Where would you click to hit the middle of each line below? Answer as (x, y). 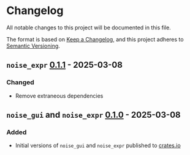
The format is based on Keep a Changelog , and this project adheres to (95, 39)
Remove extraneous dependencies (59, 96)
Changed (21, 82)
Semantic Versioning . (33, 46)
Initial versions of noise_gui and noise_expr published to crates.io (98, 146)
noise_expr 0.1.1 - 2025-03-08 (64, 65)
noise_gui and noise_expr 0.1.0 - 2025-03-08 (93, 115)
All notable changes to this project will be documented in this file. (89, 27)
